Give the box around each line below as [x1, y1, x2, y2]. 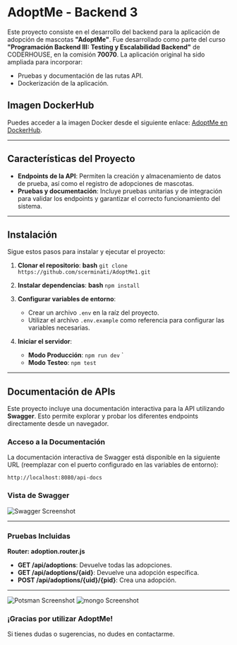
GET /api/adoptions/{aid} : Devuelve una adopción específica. [17, 569, 200, 577]
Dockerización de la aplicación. [17, 79, 109, 87]
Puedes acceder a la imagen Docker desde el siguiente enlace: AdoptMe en [7, 118, 228, 127]
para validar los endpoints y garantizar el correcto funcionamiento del [17, 194, 221, 202]
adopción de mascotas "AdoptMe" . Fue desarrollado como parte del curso [7, 35, 226, 43]
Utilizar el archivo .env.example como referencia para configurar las [28, 316, 224, 325]
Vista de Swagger [7, 491, 70, 501]
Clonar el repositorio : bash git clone [17, 261, 128, 269]
